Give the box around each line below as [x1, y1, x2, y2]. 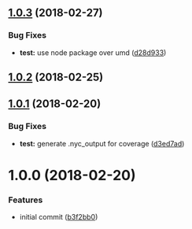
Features [8, 194, 43, 205]
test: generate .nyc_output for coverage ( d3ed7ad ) [19, 139, 185, 148]
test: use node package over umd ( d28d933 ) [19, 47, 167, 57]
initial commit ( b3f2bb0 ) [19, 212, 98, 222]
